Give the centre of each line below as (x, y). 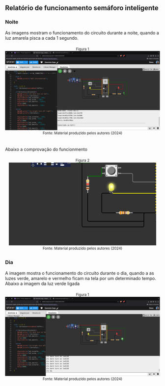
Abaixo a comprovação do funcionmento (46, 150)
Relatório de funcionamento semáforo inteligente (82, 8)
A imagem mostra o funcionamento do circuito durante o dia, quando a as (80, 273)
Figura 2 (82, 160)
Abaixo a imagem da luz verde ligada (42, 283)
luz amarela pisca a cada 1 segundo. (42, 38)
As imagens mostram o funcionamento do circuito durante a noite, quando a (82, 33)
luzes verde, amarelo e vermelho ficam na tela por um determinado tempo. (81, 278)
